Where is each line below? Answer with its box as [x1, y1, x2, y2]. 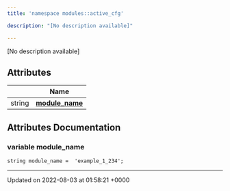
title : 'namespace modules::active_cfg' [7, 10, 125, 17]
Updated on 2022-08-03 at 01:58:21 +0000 [7, 176, 130, 184]
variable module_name [7, 142, 85, 151]
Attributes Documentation [7, 121, 121, 133]
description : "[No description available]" [7, 22, 133, 29]
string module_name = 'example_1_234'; [7, 158, 125, 164]
